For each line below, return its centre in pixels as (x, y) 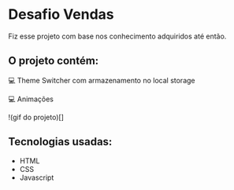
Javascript (37, 177)
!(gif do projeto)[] (36, 117)
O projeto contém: (54, 61)
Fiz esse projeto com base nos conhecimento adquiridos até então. (117, 36)
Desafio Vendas (61, 15)
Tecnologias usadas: (60, 142)
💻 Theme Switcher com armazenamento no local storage (102, 80)
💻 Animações (31, 99)
